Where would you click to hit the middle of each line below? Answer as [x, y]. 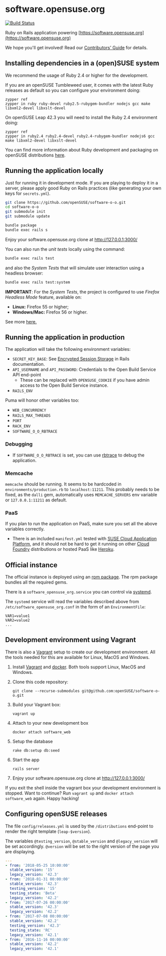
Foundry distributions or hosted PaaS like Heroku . [63, 549]
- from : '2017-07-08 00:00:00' [38, 916]
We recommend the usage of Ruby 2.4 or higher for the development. [77, 75]
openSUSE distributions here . [35, 155]
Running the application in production [65, 337]
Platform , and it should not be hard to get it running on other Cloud [81, 544]
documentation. [28, 364]
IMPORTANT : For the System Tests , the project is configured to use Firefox [82, 292]
